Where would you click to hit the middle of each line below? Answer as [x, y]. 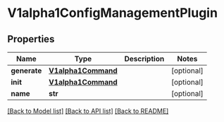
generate [26, 71]
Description [144, 59]
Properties [31, 39]
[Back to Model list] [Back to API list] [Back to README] [88, 111]
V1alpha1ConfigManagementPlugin [113, 13]
